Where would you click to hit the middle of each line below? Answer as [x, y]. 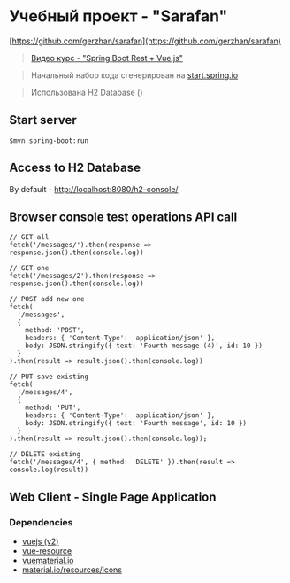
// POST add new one [47, 299]
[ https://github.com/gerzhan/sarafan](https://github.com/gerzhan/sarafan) [145, 41]
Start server [43, 120]
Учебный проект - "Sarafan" [118, 16]
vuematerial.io [48, 561]
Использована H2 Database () [87, 92]
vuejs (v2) [40, 541]
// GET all [29, 237]
